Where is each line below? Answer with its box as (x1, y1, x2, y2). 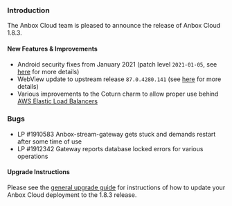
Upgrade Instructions (7, 168, 71, 176)
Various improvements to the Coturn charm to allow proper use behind (17, 89, 219, 98)
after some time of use (17, 137, 82, 146)
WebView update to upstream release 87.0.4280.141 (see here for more (17, 75, 222, 83)
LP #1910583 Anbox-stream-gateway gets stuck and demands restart (17, 130, 216, 138)
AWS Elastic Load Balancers (17, 96, 98, 105)
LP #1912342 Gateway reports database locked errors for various (17, 144, 204, 153)
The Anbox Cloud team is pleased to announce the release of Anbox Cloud (7, 22, 221, 30)
